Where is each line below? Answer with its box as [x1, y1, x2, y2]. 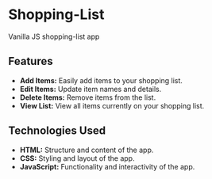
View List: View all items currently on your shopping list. [19, 101, 205, 110]
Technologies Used [8, 124, 106, 138]
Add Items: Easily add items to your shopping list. [19, 75, 183, 85]
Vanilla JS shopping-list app [8, 32, 100, 41]
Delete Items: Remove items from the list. [19, 93, 156, 102]
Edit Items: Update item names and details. [19, 84, 162, 93]
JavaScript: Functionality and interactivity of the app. [19, 162, 195, 171]
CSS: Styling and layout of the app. [19, 153, 135, 163]
